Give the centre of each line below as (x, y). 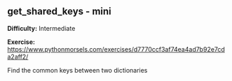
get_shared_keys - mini (59, 12)
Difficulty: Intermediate (41, 28)
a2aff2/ (18, 57)
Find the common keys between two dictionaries (77, 70)
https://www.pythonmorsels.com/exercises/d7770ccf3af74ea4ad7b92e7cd (116, 49)
